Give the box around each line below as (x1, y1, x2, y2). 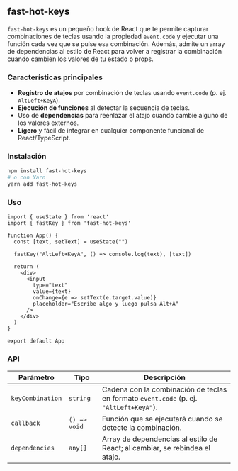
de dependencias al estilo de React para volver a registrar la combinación (7, 47, 222, 55)
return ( (13, 263, 40, 270)
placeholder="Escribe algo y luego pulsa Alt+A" (33, 301, 179, 308)
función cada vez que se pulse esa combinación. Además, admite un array (7, 39, 225, 48)
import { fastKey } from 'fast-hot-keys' (7, 220, 132, 227)
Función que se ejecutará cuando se (101, 414, 223, 423)
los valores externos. (17, 118, 79, 127)
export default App (7, 338, 65, 345)
